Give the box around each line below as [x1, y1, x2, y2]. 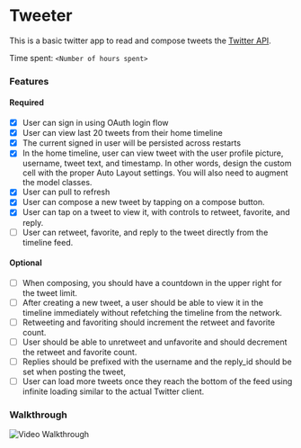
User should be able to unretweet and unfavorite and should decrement [22, 336, 288, 347]
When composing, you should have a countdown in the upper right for [22, 277, 283, 288]
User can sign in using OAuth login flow [22, 118, 169, 129]
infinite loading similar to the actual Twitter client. [22, 386, 205, 397]
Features [9, 75, 49, 87]
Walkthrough [9, 408, 67, 421]
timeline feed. [22, 237, 74, 247]
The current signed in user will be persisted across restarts [22, 138, 241, 148]
